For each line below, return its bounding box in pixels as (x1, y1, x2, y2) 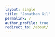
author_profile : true (5, 20, 49, 25)
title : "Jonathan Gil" (5, 12, 51, 16)
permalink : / (5, 16, 31, 21)
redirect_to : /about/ (5, 25, 49, 30)
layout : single (5, 7, 36, 12)
